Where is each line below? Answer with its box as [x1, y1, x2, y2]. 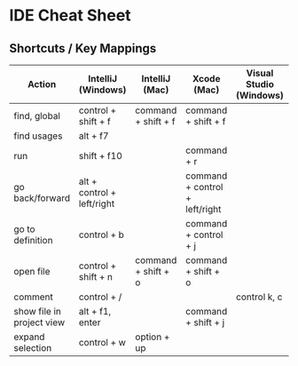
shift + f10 [78, 150, 122, 162]
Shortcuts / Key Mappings [9, 41, 157, 56]
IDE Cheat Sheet [9, 5, 131, 26]
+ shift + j [185, 316, 225, 329]
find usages [13, 130, 63, 142]
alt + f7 [78, 130, 109, 142]
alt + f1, [78, 306, 112, 317]
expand [13, 330, 45, 343]
